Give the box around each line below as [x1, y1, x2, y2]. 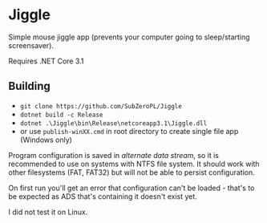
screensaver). [8, 40, 55, 50]
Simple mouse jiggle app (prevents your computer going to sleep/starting [8, 32, 250, 42]
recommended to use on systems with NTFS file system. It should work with [8, 159, 260, 168]
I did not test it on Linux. [8, 207, 88, 217]
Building [8, 79, 51, 93]
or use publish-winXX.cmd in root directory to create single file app [19, 126, 239, 136]
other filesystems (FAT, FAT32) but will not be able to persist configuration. [8, 167, 255, 177]
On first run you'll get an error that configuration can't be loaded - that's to [8, 183, 255, 193]
